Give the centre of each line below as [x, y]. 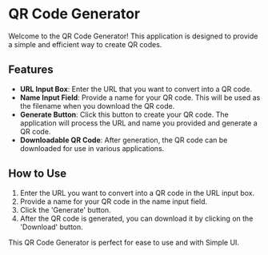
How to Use [38, 174]
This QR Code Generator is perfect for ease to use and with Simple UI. [124, 242]
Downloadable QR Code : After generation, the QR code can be [124, 140]
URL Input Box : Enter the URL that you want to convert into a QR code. [136, 89]
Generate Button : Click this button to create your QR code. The [124, 114]
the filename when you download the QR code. [97, 106]
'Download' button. [52, 227]
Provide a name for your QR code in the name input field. [114, 201]
